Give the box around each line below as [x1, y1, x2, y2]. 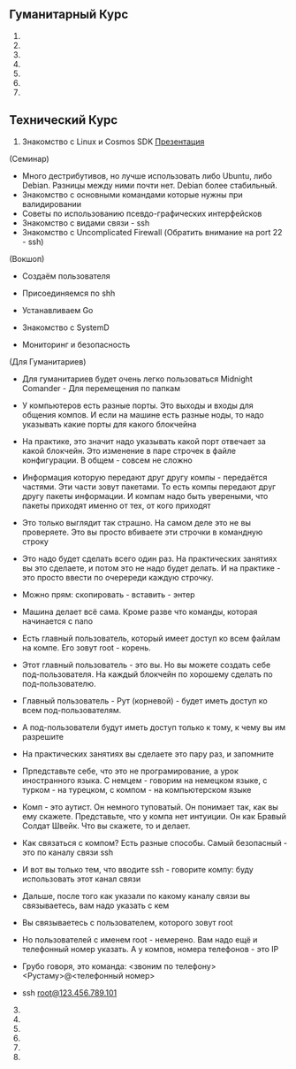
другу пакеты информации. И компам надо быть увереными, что [21, 490, 269, 501]
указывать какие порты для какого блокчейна [21, 419, 197, 429]
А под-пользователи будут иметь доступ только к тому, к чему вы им [21, 721, 286, 733]
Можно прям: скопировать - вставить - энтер [21, 588, 196, 600]
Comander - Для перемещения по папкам [21, 382, 181, 393]
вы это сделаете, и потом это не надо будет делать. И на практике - [21, 562, 281, 573]
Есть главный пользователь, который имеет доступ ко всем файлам [21, 633, 281, 643]
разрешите [21, 731, 65, 742]
